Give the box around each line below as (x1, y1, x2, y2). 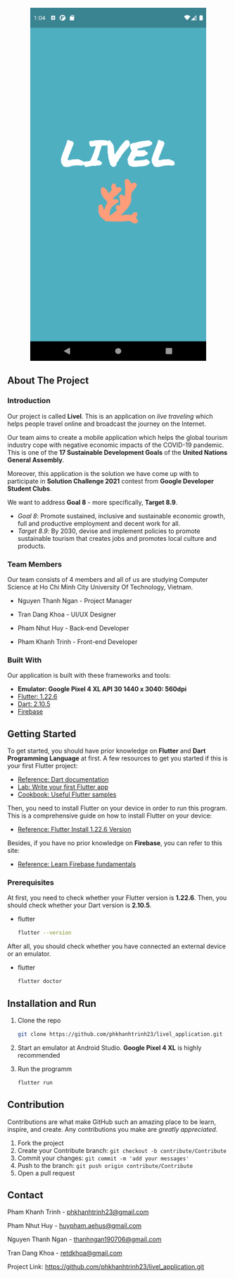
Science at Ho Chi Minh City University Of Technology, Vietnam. (7, 583, 193, 591)
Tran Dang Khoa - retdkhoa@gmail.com (7, 1249, 123, 1258)
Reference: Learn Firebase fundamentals (17, 860, 136, 868)
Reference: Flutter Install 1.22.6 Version (17, 825, 132, 834)
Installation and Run (7, 997, 97, 1010)
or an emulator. (7, 950, 51, 958)
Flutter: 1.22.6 (17, 693, 58, 701)
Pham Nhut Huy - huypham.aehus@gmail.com (7, 1222, 142, 1230)
